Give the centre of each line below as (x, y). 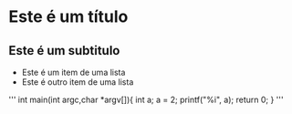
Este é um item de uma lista (73, 72)
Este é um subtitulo (64, 51)
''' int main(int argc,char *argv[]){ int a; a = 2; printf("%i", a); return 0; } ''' (146, 99)
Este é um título (68, 17)
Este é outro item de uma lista (78, 82)
